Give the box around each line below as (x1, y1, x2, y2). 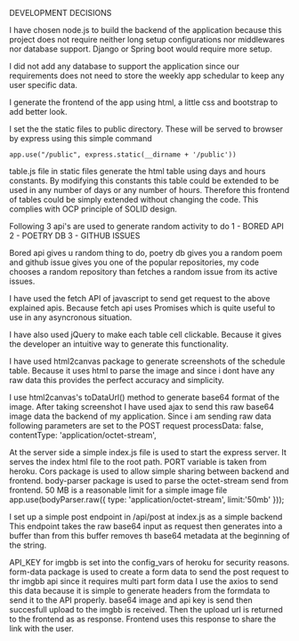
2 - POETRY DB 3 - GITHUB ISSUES (9, 230, 141, 241)
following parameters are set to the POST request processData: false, (9, 421, 264, 430)
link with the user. (9, 623, 74, 634)
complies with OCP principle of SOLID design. (9, 204, 178, 214)
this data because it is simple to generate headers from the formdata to (9, 586, 271, 596)
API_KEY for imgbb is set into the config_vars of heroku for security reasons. (9, 557, 290, 567)
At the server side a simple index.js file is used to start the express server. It (9, 447, 287, 457)
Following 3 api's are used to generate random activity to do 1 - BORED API (9, 221, 285, 231)
